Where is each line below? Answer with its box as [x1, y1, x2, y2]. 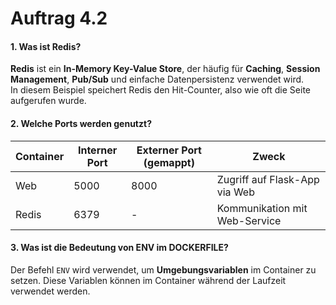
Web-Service [216, 213, 282, 227]
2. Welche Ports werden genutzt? [10, 117, 152, 129]
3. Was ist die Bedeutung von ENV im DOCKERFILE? [10, 242, 229, 254]
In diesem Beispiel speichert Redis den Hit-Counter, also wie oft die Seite [10, 84, 311, 96]
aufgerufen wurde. [10, 95, 87, 107]
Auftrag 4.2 [10, 7, 108, 30]
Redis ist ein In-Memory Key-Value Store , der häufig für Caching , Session [10, 63, 321, 75]
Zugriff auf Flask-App [216, 172, 320, 186]
